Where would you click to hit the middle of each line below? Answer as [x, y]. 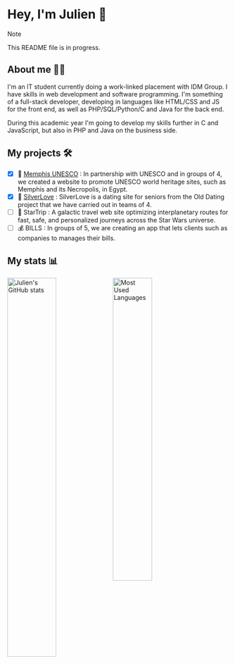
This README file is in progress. [54, 47]
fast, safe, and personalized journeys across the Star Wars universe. [116, 220]
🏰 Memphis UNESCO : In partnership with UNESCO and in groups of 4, [120, 174]
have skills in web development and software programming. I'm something [115, 94]
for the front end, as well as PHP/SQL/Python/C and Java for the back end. [116, 109]
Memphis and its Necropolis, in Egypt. [72, 189]
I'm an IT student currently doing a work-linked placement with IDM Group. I [118, 87]
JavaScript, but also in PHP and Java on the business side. [93, 130]
